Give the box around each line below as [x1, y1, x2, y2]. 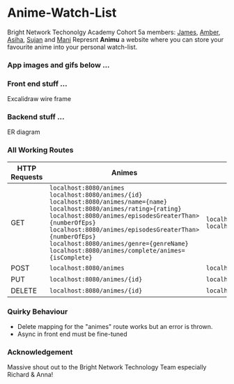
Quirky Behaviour [7, 307, 68, 316]
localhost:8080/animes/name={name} [49, 197, 168, 206]
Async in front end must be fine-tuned [17, 330, 127, 339]
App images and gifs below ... [7, 60, 110, 70]
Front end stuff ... [7, 79, 68, 89]
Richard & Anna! [7, 371, 54, 379]
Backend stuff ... [7, 112, 65, 122]
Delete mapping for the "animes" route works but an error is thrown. [17, 323, 213, 331]
